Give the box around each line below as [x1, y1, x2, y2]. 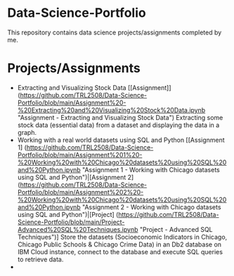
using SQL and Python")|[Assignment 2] [17, 173, 134, 181]
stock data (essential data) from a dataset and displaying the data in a [17, 121, 220, 129]
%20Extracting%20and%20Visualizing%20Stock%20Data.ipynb [17, 105, 206, 114]
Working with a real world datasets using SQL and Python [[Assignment [17, 136, 225, 144]
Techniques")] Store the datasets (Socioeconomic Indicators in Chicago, [17, 232, 228, 241]
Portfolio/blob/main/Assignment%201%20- [17, 150, 143, 159]
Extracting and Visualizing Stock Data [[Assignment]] [17, 83, 171, 92]
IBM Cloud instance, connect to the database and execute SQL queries [17, 247, 223, 256]
